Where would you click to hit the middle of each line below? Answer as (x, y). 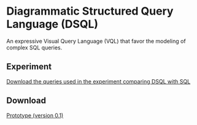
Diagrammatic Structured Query (90, 11)
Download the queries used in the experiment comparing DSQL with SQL (98, 81)
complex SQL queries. (34, 48)
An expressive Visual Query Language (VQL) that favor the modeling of (96, 41)
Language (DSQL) (52, 24)
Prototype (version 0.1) (35, 115)
